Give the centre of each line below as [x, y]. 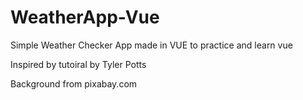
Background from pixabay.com [74, 83]
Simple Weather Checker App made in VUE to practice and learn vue [151, 45]
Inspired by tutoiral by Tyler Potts [78, 64]
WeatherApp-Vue [85, 17]
